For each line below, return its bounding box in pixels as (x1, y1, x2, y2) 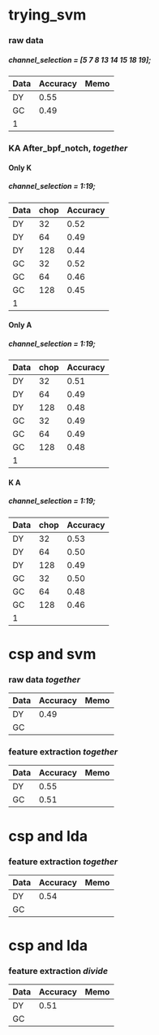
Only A (8, 320, 32, 330)
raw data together (8, 674, 81, 685)
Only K (8, 163, 32, 172)
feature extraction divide (8, 966, 108, 977)
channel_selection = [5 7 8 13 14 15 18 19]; (8, 55, 152, 64)
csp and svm (8, 644, 97, 663)
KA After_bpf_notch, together (8, 142, 128, 154)
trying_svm (8, 6, 87, 24)
